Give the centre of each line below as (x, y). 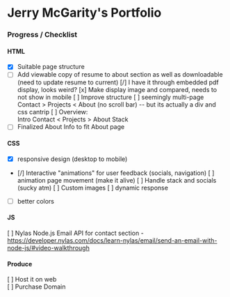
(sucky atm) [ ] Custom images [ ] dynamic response (93, 188)
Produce (20, 264)
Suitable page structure (51, 67)
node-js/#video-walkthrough (49, 248)
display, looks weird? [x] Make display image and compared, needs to (117, 90)
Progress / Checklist (42, 35)
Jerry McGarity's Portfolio (84, 13)
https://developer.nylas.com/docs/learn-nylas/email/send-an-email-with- (112, 241)
